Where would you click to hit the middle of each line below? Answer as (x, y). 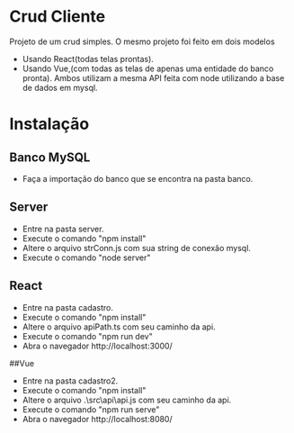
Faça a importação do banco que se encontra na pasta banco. (138, 178)
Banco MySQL (50, 157)
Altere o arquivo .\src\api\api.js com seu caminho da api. (127, 400)
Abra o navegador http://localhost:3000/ (97, 346)
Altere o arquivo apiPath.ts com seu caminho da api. (119, 327)
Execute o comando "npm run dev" (87, 336)
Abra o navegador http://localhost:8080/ (97, 419)
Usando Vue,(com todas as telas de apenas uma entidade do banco (148, 68)
